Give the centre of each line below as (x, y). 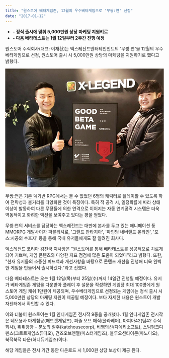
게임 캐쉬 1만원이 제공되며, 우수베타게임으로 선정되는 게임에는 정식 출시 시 (90, 291)
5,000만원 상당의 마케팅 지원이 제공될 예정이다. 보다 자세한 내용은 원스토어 (78, 297)
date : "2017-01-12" (26, 16)
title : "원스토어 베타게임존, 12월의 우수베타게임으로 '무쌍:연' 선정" (69, 11)
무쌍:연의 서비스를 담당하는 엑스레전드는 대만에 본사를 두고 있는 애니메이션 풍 (80, 225)
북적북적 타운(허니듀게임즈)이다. (36, 339)
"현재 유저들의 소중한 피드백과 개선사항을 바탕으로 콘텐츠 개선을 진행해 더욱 (79, 261)
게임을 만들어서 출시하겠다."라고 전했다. (49, 267)
